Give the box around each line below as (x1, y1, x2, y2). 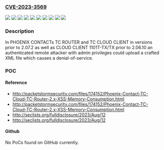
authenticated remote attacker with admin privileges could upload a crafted (5, 50, 160, 56)
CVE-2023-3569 (5, 3, 47, 10)
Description (5, 28, 34, 35)
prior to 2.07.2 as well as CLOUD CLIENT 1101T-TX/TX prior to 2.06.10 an (5, 44, 153, 50)
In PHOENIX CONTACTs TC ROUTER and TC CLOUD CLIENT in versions (5, 39, 153, 45)
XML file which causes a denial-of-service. (5, 55, 93, 61)
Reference (5, 79, 27, 85)
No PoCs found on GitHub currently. (5, 139, 79, 145)
